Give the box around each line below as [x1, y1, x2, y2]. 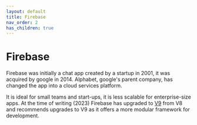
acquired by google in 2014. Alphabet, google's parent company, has [6, 76, 173, 83]
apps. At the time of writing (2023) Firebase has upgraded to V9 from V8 [6, 100, 183, 107]
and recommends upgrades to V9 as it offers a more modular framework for [6, 106, 190, 113]
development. [6, 112, 39, 119]
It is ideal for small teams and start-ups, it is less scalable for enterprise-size [6, 93, 191, 100]
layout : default [6, 8, 46, 15]
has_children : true [6, 25, 54, 31]
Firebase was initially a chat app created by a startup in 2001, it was [6, 70, 171, 77]
